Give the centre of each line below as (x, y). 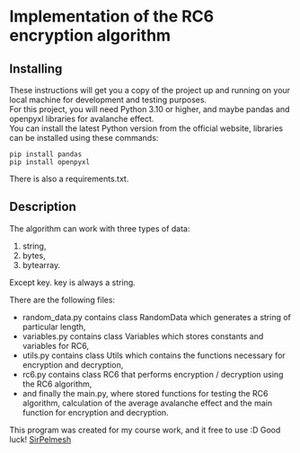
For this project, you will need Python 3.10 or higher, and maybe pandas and (150, 109)
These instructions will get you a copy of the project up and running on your (150, 90)
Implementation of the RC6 (112, 17)
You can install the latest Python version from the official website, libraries (146, 128)
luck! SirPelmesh (40, 439)
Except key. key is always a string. (73, 282)
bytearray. (41, 265)
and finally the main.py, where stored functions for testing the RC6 (145, 393)
